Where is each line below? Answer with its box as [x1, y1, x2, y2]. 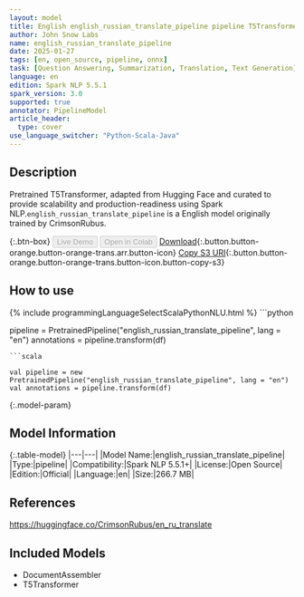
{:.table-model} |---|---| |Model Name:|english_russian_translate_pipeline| [9, 449, 285, 460]
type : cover [17, 123, 63, 132]
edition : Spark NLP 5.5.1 [9, 81, 107, 90]
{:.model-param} [9, 400, 72, 410]
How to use [9, 283, 74, 299]
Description [9, 165, 77, 180]
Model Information [9, 425, 117, 440]
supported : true [9, 97, 71, 107]
